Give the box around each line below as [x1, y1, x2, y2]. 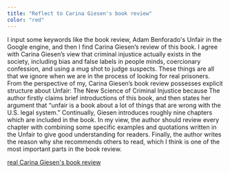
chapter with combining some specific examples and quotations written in [7, 123, 217, 131]
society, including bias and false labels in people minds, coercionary [7, 57, 201, 65]
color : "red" [7, 16, 45, 23]
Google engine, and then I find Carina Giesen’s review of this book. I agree [7, 43, 218, 51]
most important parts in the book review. [7, 145, 122, 153]
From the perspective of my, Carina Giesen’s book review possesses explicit [7, 79, 223, 87]
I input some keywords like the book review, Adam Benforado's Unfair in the [7, 35, 222, 43]
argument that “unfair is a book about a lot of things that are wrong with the [7, 101, 222, 109]
